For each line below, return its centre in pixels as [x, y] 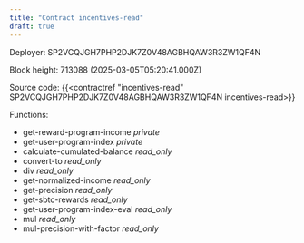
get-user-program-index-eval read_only [97, 209]
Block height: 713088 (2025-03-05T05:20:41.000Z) [106, 70]
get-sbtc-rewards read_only [75, 199]
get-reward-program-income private [91, 131]
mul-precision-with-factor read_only [90, 228]
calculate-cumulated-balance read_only [97, 151]
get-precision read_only [67, 190]
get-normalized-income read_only [87, 180]
